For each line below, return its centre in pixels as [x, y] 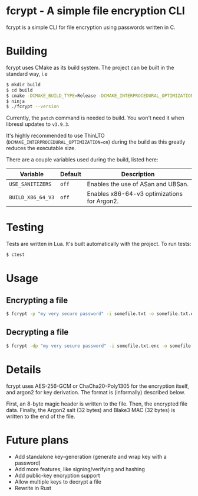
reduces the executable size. [41, 148]
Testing [25, 227]
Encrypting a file [37, 300]
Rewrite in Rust [33, 488]
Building [27, 51]
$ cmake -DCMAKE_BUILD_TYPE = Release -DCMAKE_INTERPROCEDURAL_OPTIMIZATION [100, 96]
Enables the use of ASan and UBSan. [138, 184]
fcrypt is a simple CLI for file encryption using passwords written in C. [91, 27]
